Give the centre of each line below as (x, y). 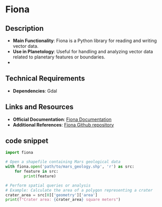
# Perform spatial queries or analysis (48, 185)
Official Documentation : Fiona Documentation (62, 119)
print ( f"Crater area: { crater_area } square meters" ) (63, 200)
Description (24, 28)
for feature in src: (37, 172)
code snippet (27, 141)
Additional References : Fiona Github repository (63, 125)
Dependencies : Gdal (35, 91)
